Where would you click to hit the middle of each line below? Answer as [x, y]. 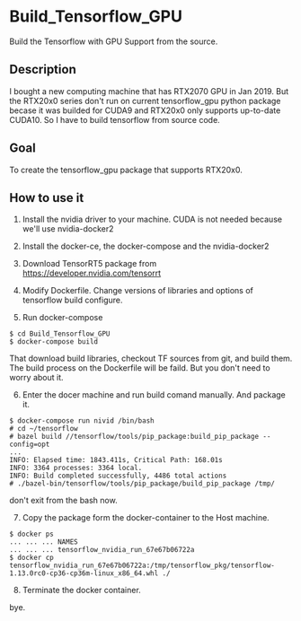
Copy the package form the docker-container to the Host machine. [146, 518]
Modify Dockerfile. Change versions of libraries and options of [137, 291]
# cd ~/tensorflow [44, 429]
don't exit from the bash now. [64, 501]
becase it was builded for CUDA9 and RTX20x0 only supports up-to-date [145, 110]
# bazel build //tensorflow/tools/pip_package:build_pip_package [134, 437]
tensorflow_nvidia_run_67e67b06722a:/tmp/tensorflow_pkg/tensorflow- [142, 566]
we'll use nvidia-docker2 [68, 229]
